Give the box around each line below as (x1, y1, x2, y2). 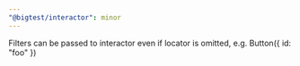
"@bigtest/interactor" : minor (8, 12, 122, 22)
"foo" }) (8, 46, 37, 58)
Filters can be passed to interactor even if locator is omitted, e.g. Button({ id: (8, 37, 292, 48)
